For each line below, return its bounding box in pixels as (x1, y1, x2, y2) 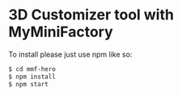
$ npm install (8, 73, 57, 81)
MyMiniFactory (8, 23, 113, 41)
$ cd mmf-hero (8, 65, 57, 73)
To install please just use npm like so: (8, 49, 133, 59)
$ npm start (8, 80, 49, 88)
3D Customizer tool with (8, 6, 174, 24)
